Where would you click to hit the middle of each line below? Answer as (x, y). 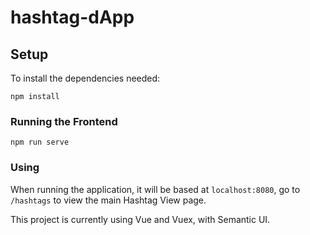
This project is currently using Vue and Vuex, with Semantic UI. (140, 219)
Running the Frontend (64, 121)
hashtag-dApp (72, 17)
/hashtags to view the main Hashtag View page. (108, 200)
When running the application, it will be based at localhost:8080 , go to (155, 189)
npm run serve (40, 142)
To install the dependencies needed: (85, 78)
